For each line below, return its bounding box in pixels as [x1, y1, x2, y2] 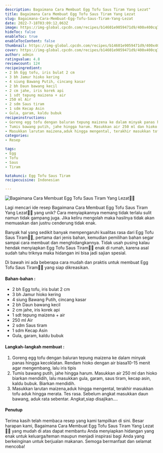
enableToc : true [5, 34, 38, 39]
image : [5, 25, 18, 30]
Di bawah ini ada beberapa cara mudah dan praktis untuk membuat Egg [5, 260, 148, 266]
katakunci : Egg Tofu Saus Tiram [5, 173, 70, 178]
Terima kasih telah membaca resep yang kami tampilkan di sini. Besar [5, 418, 144, 423]
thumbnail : [5, 43, 27, 48]
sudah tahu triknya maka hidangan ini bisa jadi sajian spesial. [5, 250, 127, 256]
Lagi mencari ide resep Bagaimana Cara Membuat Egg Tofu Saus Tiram [5, 204, 148, 211]
